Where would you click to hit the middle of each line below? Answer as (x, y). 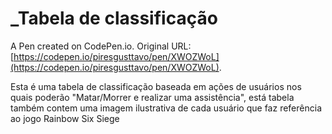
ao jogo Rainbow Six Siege (65, 118)
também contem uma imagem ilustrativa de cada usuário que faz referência (166, 108)
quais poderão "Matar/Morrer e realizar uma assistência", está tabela (152, 97)
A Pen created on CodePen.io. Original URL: (101, 46)
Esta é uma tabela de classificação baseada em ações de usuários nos (156, 86)
